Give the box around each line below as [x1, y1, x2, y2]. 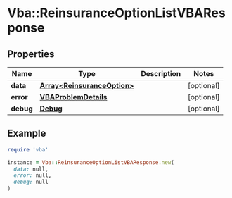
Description [140, 69, 181, 78]
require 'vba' [7, 146, 49, 153]
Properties [7, 48, 55, 60]
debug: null [13, 178, 49, 186]
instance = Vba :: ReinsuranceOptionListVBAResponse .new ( [7, 159, 174, 166]
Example [7, 128, 46, 140]
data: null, [13, 166, 49, 173]
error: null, [13, 172, 52, 179]
